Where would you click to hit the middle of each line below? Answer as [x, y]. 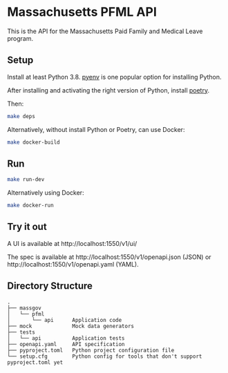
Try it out [27, 227]
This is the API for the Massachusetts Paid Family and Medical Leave [105, 31]
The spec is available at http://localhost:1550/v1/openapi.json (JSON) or [110, 257]
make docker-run [30, 205]
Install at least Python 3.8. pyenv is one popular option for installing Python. [115, 77]
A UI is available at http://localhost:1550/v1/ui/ [72, 243]
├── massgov [24, 308]
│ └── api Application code [65, 320]
